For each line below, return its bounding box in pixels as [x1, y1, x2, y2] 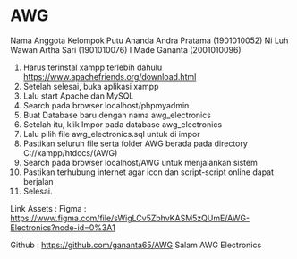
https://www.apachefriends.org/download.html [22, 71, 197, 82]
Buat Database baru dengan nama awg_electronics [22, 109, 211, 120]
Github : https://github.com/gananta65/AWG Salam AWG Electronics [10, 239, 262, 250]
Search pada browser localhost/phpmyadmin [22, 99, 190, 110]
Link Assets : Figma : [10, 203, 87, 213]
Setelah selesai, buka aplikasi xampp [22, 81, 159, 91]
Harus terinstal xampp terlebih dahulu [22, 62, 163, 73]
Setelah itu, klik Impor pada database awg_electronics [22, 118, 223, 130]
